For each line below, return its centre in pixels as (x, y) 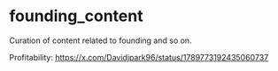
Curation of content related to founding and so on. (100, 40)
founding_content (76, 16)
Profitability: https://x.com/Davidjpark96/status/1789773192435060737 (139, 57)
